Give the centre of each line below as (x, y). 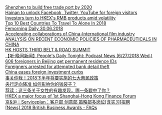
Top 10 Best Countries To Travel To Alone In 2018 (56, 23)
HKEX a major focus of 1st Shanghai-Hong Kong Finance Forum (71, 96)
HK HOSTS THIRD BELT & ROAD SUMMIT (48, 50)
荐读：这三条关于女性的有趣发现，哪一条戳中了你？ (58, 90)
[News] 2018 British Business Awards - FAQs (51, 107)
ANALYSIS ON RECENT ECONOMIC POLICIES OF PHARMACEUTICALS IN (81, 39)
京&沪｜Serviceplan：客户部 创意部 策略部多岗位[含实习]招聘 (68, 102)
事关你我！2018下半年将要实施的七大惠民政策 (52, 78)
